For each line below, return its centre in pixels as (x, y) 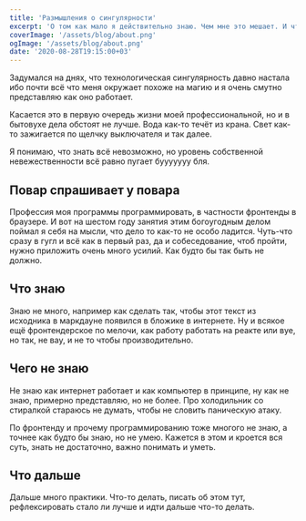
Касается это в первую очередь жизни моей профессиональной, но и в (149, 115)
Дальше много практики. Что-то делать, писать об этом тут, (127, 497)
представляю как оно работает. (71, 97)
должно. (26, 260)
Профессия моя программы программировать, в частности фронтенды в (153, 211)
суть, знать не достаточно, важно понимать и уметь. (113, 446)
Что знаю (37, 289)
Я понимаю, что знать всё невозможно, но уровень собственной (137, 152)
